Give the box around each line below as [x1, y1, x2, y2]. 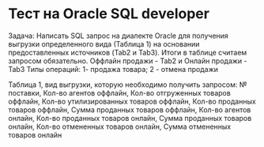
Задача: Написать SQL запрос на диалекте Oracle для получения [8, 31, 229, 40]
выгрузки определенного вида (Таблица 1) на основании [8, 39, 200, 48]
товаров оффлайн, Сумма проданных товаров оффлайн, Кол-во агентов [8, 104, 251, 115]
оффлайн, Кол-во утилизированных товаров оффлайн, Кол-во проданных [8, 96, 257, 106]
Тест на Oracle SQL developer [8, 5, 209, 23]
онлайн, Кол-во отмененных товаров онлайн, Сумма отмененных [8, 122, 232, 131]
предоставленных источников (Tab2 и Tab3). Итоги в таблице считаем [8, 47, 247, 57]
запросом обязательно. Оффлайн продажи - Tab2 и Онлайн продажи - [8, 56, 247, 66]
